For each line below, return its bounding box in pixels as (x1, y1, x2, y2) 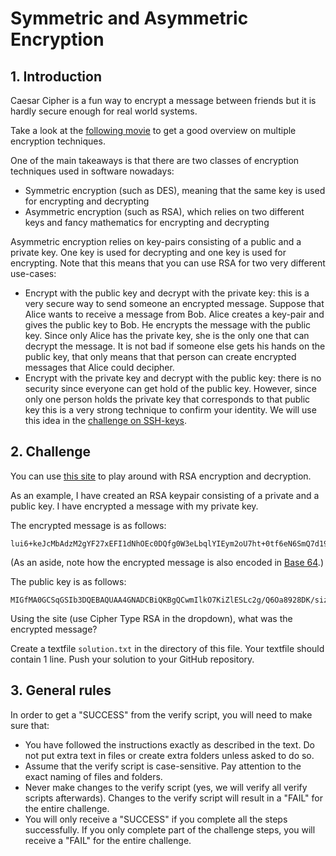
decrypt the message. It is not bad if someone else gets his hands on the (24, 340, 326, 352)
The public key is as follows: (10, 575, 127, 587)
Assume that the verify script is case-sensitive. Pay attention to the (24, 760, 302, 772)
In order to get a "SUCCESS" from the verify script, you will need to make (10, 708, 313, 721)
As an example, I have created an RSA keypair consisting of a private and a (10, 489, 320, 501)
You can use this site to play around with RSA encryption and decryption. (10, 470, 312, 482)
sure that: (10, 719, 50, 731)
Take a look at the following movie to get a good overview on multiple (10, 125, 297, 136)
